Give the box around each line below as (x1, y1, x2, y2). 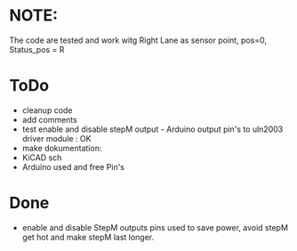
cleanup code (21, 104, 73, 116)
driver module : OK (21, 133, 92, 143)
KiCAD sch (21, 152, 62, 163)
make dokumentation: (21, 142, 102, 153)
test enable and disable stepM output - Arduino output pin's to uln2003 (21, 124, 284, 134)
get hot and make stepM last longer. (21, 231, 155, 242)
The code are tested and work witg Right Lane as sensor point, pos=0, (9, 35, 267, 45)
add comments (21, 114, 77, 125)
